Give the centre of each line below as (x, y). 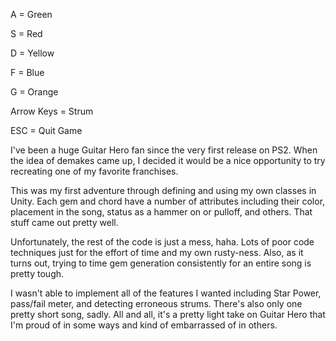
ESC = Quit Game (46, 130)
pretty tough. (37, 273)
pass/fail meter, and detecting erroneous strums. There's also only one (156, 303)
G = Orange (34, 92)
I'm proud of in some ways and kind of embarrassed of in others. (144, 325)
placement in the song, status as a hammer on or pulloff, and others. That (161, 212)
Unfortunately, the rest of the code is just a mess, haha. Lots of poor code (162, 242)
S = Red (26, 33)
